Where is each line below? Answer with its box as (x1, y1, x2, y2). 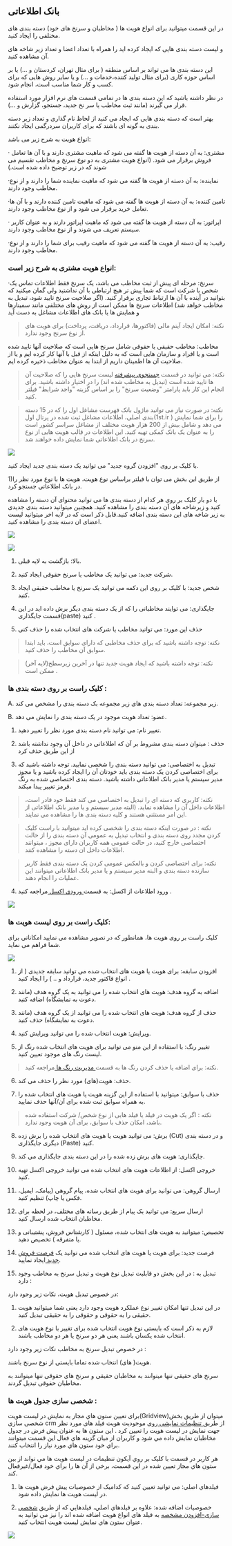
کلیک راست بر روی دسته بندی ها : (8, 684, 107, 694)
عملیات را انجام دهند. (24, 874, 79, 882)
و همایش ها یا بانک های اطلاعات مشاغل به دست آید (8, 308, 140, 316)
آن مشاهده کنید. (8, 52, 49, 60)
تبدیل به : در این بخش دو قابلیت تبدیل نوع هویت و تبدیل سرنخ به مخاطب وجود (17, 1269, 216, 1277)
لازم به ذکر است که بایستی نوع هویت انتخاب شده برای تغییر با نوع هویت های (17, 1324, 213, 1332)
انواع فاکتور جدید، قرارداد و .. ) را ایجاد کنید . (17, 974, 130, 982)
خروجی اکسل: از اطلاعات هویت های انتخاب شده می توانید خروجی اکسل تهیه (17, 1165, 216, 1174)
